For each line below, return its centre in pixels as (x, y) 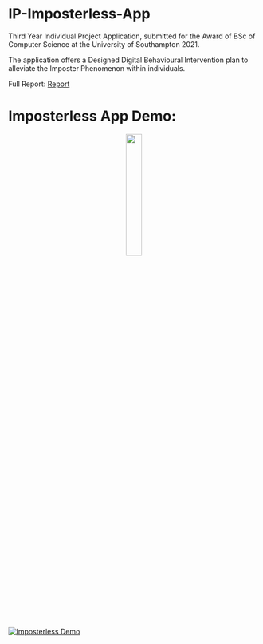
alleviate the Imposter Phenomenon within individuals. (97, 68)
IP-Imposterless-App (79, 14)
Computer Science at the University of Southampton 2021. (104, 44)
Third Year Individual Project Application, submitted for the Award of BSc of (132, 36)
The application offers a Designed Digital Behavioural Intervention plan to (128, 60)
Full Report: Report (39, 84)
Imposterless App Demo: (92, 116)
